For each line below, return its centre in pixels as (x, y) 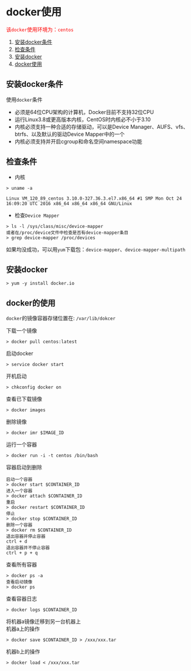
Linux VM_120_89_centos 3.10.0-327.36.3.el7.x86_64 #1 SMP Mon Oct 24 (94, 198)
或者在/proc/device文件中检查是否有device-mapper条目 (67, 233)
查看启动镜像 (19, 582)
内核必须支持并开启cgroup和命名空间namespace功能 (78, 141)
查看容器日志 (21, 599)
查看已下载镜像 (24, 399)
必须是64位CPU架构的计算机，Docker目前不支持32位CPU (84, 112)
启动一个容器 (19, 479)
